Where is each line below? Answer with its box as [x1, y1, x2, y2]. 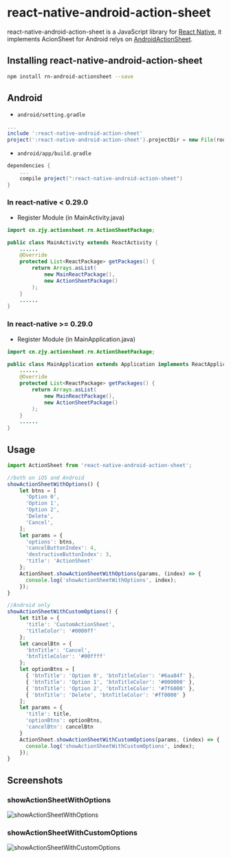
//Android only [7, 602, 51, 609]
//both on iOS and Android [7, 474, 85, 481]
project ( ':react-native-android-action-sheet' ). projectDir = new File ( [7, 136, 217, 144]
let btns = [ [19, 487, 57, 494]
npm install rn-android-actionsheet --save [7, 73, 134, 80]
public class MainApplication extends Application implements [7, 361, 189, 367]
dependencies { [7, 162, 51, 169]
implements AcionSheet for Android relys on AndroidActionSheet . [7, 34, 193, 43]
